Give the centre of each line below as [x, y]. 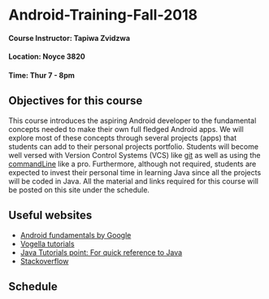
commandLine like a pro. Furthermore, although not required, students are [132, 164]
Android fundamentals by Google [76, 235]
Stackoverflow [44, 261]
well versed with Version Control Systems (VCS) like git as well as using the [134, 155]
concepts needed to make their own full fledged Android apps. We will [126, 129]
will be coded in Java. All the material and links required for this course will [133, 181]
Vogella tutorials [47, 244]
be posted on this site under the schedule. [79, 190]
